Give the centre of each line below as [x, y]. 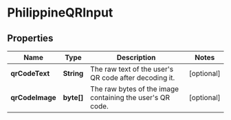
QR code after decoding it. [133, 78]
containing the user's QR [130, 98]
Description [136, 58]
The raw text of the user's [132, 69]
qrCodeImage [33, 98]
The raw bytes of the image [135, 89]
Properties [30, 38]
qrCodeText [30, 73]
